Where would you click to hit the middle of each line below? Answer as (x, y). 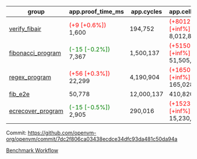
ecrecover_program (36, 111)
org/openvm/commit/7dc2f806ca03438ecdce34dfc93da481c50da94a (92, 139)
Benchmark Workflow (32, 150)
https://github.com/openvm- (62, 133)
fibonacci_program (35, 53)
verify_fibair (25, 29)
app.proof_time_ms (96, 11)
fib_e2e (19, 94)
